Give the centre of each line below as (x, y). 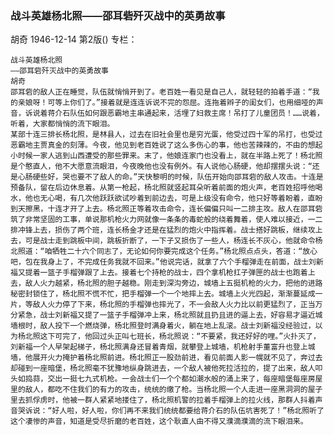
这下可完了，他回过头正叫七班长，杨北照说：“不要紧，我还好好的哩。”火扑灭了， (180, 337)
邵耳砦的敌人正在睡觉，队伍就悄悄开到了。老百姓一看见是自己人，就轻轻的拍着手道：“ (161, 92)
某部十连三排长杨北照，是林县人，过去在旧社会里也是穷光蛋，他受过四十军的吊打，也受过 (166, 135)
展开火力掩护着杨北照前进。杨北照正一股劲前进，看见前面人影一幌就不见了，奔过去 (177, 358)
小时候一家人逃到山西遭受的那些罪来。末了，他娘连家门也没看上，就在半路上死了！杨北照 (166, 156)
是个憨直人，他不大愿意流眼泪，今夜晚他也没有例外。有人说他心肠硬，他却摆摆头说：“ (161, 167)
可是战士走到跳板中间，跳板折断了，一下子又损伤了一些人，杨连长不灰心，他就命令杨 (173, 241)
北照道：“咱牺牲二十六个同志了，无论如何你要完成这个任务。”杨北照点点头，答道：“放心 (164, 252)
